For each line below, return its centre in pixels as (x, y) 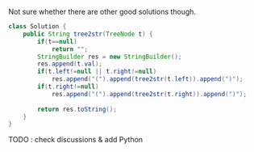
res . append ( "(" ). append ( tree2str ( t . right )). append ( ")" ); (149, 94)
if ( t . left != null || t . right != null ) (97, 72)
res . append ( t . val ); (70, 64)
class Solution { (37, 27)
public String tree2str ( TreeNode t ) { (88, 34)
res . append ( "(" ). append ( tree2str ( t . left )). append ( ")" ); (147, 79)
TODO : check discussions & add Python (76, 140)
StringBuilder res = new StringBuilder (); (110, 57)
